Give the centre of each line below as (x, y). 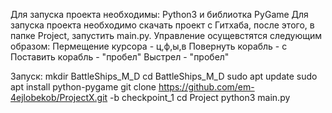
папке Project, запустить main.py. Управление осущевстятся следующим (166, 35)
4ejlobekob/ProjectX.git (59, 97)
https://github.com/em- (206, 87)
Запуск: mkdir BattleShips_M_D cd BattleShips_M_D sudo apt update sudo (164, 76)
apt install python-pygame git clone (83, 87)
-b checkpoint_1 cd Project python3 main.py (200, 97)
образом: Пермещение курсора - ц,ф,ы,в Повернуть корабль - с (149, 46)
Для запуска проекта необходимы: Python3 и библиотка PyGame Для (159, 14)
